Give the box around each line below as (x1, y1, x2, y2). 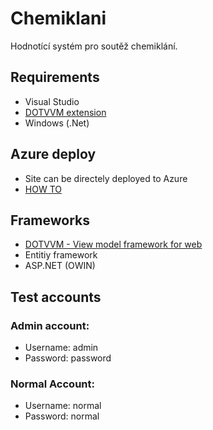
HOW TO (24, 183, 62, 195)
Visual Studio (24, 95, 80, 107)
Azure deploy (10, 146, 97, 163)
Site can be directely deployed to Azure (24, 172, 188, 184)
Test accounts (10, 288, 102, 306)
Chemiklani (10, 7, 107, 30)
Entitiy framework (24, 249, 98, 261)
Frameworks (10, 212, 91, 229)
